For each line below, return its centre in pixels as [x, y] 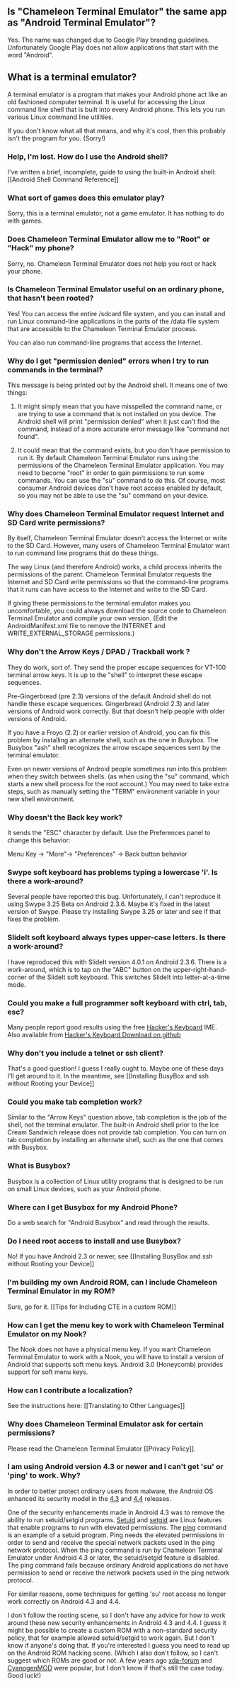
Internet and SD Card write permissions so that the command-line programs [118, 582]
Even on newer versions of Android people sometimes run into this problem [117, 769]
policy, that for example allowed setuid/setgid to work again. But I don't [111, 1638]
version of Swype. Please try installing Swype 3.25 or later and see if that [114, 912]
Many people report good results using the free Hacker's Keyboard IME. [112, 1027]
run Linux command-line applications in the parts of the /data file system [113, 321]
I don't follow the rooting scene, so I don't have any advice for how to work [116, 1615]
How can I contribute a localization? [70, 1390]
